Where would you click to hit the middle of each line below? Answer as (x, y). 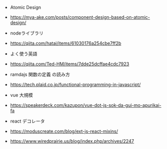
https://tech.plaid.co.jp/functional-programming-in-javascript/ (75, 84)
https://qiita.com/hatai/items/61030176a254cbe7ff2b (66, 43)
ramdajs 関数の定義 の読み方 (40, 74)
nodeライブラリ (27, 33)
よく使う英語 (23, 54)
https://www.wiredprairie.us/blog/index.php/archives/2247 (72, 141)
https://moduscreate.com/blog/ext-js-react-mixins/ (64, 131)
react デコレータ (27, 121)
